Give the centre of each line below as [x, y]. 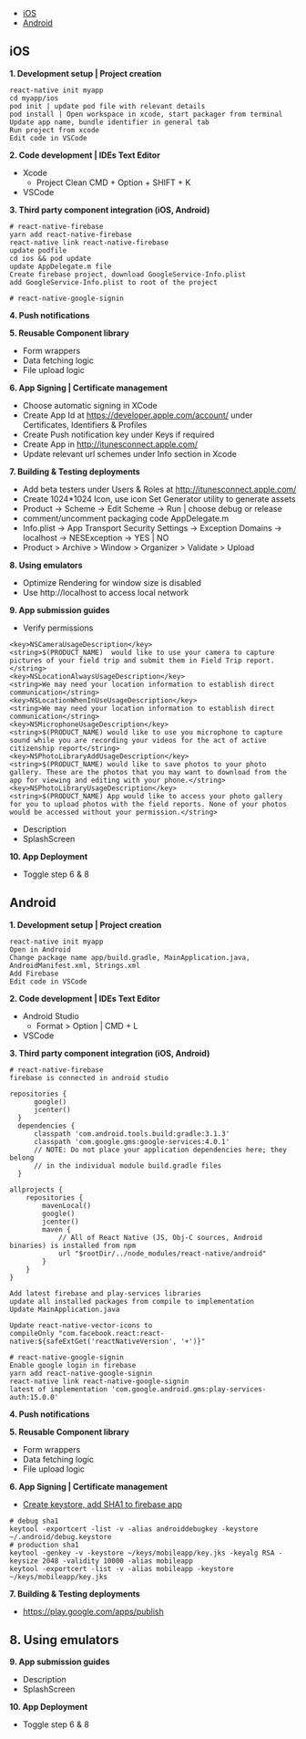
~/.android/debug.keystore [61, 1536]
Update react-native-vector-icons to [81, 1325]
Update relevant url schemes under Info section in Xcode [130, 453]
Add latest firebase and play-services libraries [106, 1293]
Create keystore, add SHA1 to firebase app [102, 1504]
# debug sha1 [34, 1521]
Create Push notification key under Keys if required [118, 434]
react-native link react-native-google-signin [99, 1381]
